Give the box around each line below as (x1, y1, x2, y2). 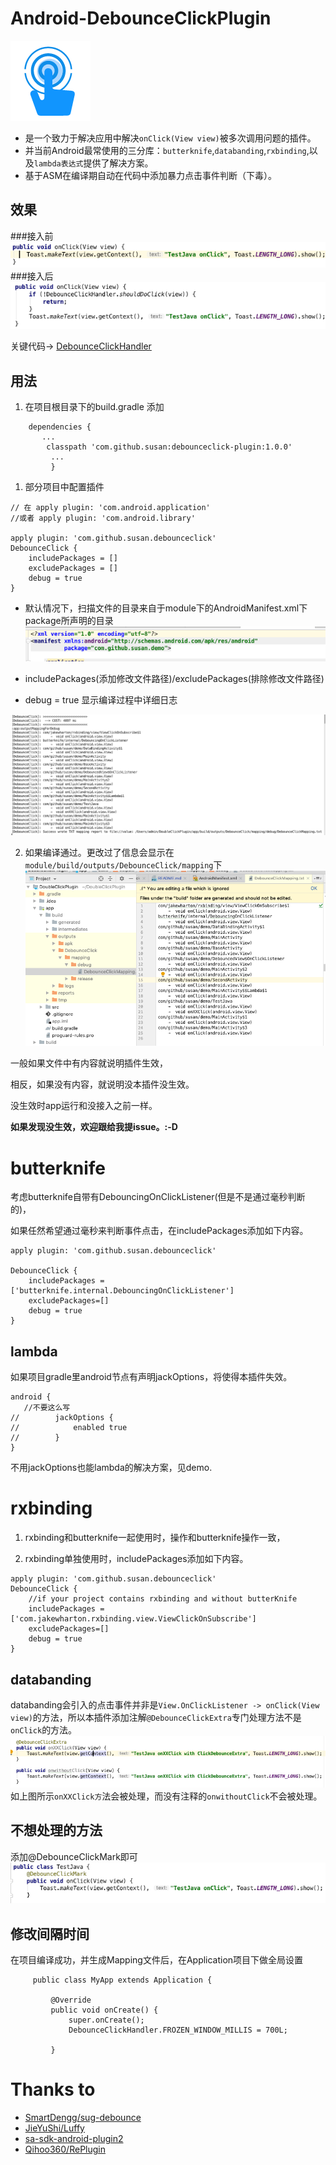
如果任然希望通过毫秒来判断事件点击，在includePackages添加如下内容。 (10, 1225, 309, 1237)
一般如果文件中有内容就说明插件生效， (10, 1057, 168, 1069)
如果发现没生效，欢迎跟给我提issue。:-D (10, 1121, 178, 1133)
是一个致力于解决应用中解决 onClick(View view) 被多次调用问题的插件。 (24, 132, 317, 144)
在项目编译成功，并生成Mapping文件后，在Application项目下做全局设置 (10, 1953, 304, 1966)
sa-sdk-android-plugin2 (24, 2132, 124, 2144)
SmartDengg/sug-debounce (24, 2111, 142, 2123)
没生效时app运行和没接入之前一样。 (10, 1100, 158, 1112)
